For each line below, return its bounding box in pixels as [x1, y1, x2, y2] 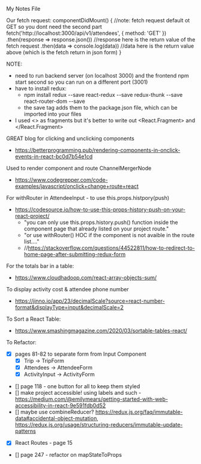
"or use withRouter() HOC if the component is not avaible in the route [23, 232, 195, 238]
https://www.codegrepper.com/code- [14, 176, 108, 183]
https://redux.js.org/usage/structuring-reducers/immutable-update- [14, 421, 183, 428]
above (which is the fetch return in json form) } [6, 49, 122, 56]
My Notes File [6, 5, 41, 12]
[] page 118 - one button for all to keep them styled [14, 383, 140, 390]
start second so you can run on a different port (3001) [14, 78, 148, 85]
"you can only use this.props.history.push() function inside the [23, 219, 178, 226]
